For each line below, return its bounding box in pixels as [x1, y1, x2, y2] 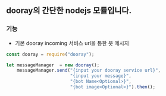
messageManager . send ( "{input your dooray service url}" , [17, 68, 161, 73]
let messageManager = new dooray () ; [6, 62, 100, 68]
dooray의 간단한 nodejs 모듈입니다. [6, 5, 132, 16]
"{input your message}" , [70, 73, 132, 79]
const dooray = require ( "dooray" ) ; [6, 51, 95, 57]
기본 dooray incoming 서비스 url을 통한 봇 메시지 [14, 39, 129, 46]
